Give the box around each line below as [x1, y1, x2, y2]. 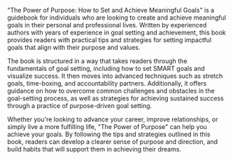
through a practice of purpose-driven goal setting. [7, 102, 153, 109]
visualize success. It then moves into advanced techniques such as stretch [7, 72, 223, 80]
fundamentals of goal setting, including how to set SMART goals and [7, 65, 205, 72]
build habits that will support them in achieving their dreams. [7, 145, 182, 153]
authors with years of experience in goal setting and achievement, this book [7, 28, 226, 36]
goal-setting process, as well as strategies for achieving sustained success [7, 94, 224, 102]
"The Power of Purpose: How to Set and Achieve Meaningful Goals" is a [7, 6, 215, 14]
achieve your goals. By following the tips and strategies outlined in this [7, 130, 211, 138]
